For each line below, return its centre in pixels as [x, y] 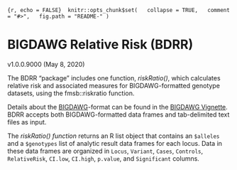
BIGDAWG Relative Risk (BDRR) [100, 44]
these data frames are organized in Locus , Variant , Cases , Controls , [105, 151]
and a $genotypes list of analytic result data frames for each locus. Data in [115, 143]
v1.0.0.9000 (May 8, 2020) [46, 64]
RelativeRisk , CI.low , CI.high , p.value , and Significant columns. [104, 158]
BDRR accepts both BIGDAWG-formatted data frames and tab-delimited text [118, 115]
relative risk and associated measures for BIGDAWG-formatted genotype [114, 85]
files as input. [27, 122]
